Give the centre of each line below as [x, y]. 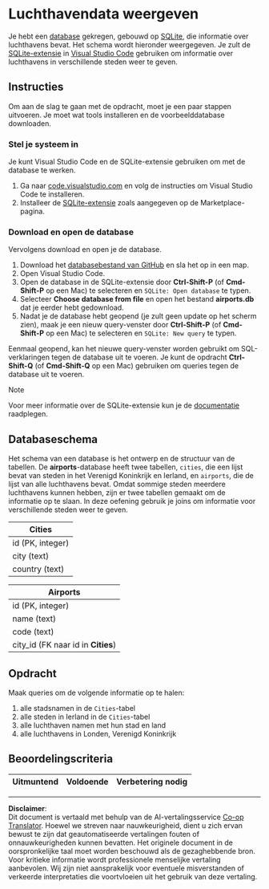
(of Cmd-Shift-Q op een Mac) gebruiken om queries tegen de [137, 366]
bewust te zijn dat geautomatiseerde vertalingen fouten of [104, 834]
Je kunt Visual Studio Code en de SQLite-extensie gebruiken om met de [127, 162]
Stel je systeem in [43, 144]
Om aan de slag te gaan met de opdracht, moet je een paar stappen [120, 106]
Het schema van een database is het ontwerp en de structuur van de [122, 459]
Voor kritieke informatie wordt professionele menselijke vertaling [115, 859]
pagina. [32, 211]
